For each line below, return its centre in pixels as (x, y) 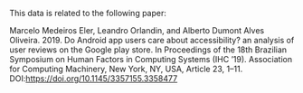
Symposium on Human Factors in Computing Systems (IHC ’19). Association (151, 59)
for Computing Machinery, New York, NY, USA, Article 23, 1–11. (126, 69)
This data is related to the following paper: (88, 13)
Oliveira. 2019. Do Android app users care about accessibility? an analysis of (152, 40)
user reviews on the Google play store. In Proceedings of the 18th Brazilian (148, 50)
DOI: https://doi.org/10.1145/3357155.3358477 (94, 79)
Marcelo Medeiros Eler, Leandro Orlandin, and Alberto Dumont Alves (137, 30)
